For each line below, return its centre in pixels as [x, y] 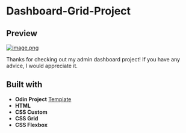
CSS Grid [26, 118]
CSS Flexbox [31, 125]
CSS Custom [31, 112]
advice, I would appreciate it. [42, 66]
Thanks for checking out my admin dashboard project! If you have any [93, 59]
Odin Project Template [43, 99]
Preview [22, 33]
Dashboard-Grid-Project [69, 11]
